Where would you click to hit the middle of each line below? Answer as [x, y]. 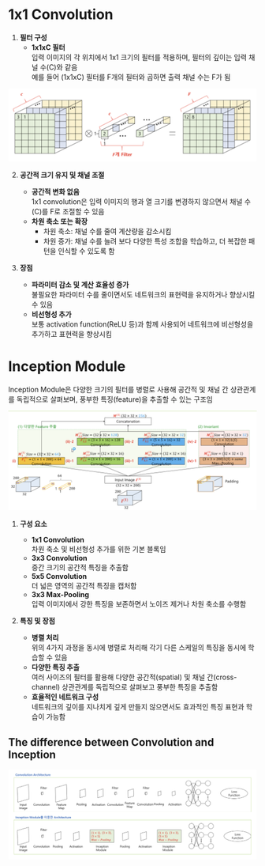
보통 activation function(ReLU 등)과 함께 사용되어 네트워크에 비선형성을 [142, 324]
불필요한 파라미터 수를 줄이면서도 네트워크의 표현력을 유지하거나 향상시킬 [143, 294]
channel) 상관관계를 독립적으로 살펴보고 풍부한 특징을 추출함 [125, 687]
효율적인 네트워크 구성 [65, 697]
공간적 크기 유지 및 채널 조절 [62, 175]
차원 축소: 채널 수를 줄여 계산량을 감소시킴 [107, 231]
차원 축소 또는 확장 [60, 221]
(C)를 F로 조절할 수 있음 [68, 211]
